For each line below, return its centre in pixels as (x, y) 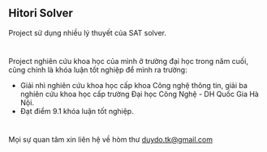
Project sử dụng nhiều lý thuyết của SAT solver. (88, 32)
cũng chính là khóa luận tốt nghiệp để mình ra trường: (98, 70)
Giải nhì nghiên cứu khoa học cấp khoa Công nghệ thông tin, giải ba (133, 85)
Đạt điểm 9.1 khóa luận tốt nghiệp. (77, 111)
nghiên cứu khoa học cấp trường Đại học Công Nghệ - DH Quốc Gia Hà (140, 94)
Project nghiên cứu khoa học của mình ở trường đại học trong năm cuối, (129, 61)
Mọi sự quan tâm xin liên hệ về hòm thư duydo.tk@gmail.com (111, 140)
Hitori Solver (41, 13)
